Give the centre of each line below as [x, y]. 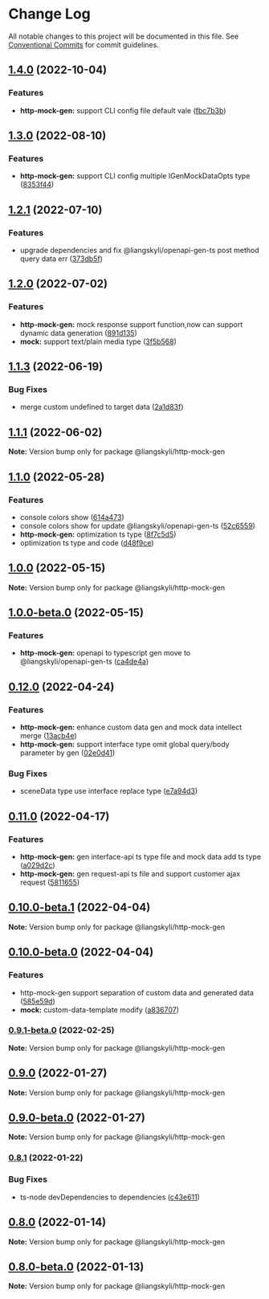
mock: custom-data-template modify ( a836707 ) [99, 1010]
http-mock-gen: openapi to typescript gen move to [105, 653]
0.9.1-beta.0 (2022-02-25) [61, 1031]
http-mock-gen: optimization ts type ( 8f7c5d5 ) [98, 534]
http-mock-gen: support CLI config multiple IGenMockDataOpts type [135, 176]
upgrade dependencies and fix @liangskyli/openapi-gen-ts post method [139, 250]
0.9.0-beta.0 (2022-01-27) [77, 1118]
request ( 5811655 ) [50, 882]
